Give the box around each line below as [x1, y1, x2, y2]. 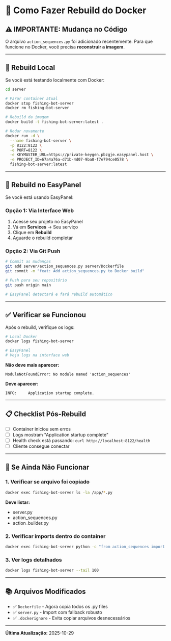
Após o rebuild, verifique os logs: [5, 324, 75, 330]
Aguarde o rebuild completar [12, 235, 73, 241]
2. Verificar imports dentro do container [5, 532, 106, 540]
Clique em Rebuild [12, 229, 52, 236]
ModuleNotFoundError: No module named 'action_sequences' [5, 372, 131, 377]
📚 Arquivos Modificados [5, 587, 86, 596]
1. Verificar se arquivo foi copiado [5, 478, 90, 485]
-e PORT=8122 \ [10, 147, 42, 152]
